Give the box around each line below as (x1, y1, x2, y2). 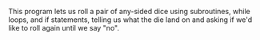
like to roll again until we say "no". (8, 24, 120, 32)
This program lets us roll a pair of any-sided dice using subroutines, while (8, 7, 250, 16)
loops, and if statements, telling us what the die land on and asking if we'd (8, 15, 253, 24)
